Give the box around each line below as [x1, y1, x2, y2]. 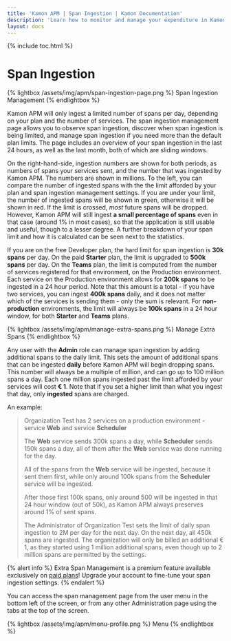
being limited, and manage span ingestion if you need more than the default [7, 132, 222, 140]
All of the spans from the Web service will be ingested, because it [23, 465, 211, 474]
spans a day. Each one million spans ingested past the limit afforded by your [7, 375, 223, 383]
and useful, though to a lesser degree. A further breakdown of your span [7, 225, 213, 234]
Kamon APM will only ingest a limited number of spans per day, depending [7, 110, 219, 118]
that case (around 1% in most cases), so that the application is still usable [7, 218, 215, 226]
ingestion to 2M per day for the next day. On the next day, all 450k [23, 529, 212, 537]
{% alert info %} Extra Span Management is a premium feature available [7, 564, 211, 572]
